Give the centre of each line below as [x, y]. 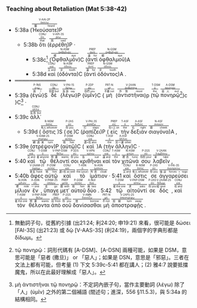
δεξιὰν [139, 132]
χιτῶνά [130, 161]
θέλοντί [60, 161]
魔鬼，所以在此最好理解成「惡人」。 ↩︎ [60, 272]
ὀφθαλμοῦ [112, 59]
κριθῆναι [91, 161]
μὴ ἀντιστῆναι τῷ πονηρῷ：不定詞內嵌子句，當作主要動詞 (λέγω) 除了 [100, 284]
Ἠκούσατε [45, 30]
